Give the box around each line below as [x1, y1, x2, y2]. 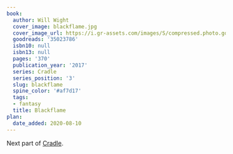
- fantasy [13, 101, 41, 108]
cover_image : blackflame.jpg [13, 23, 97, 30]
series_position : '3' [13, 74, 76, 82]
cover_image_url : [13, 29, 63, 37]
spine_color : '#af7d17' [13, 87, 81, 94]
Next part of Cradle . [6, 139, 64, 147]
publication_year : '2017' [13, 62, 88, 69]
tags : [13, 94, 29, 101]
